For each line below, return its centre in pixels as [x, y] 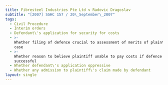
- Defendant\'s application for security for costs [65, 33]
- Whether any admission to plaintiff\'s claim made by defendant [80, 70]
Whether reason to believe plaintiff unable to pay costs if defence [88, 56]
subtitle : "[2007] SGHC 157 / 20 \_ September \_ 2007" [60, 14]
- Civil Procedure [29, 24]
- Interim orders [28, 28]
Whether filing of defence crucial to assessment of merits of [81, 42]
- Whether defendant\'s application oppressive [60, 65]
